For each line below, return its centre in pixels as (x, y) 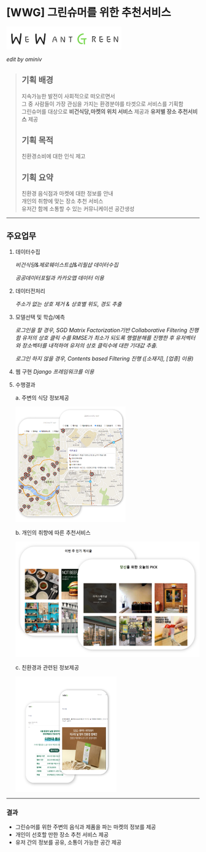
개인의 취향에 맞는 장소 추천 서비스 (62, 201)
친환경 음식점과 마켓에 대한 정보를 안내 (67, 194)
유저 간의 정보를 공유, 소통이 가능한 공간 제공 (68, 842)
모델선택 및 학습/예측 (40, 317)
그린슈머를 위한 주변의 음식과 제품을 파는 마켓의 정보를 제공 (86, 827)
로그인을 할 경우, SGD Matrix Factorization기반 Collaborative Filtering (101, 330)
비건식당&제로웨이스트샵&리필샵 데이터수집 (67, 265)
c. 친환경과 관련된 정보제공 (47, 668)
